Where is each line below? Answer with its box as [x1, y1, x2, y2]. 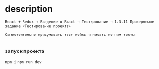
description [5, 3, 53, 15]
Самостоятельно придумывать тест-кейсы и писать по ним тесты [5, 32, 135, 37]
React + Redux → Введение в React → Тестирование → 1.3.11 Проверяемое [5, 19, 154, 24]
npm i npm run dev [5, 60, 42, 65]
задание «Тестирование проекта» [5, 23, 71, 29]
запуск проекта [5, 48, 45, 54]
